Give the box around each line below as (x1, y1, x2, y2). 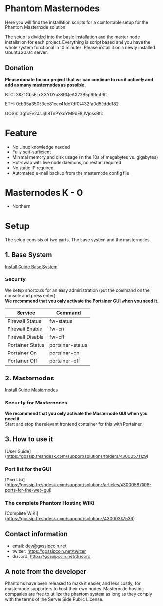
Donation (5, 64, 34, 72)
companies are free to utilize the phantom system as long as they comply (5, 591, 152, 597)
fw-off (49, 333, 65, 340)
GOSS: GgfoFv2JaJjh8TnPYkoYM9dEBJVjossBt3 (5, 110, 103, 116)
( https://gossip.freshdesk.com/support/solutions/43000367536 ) (5, 516, 135, 522)
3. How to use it (5, 435, 53, 444)
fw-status (49, 317, 73, 324)
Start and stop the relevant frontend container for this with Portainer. (5, 421, 143, 427)
